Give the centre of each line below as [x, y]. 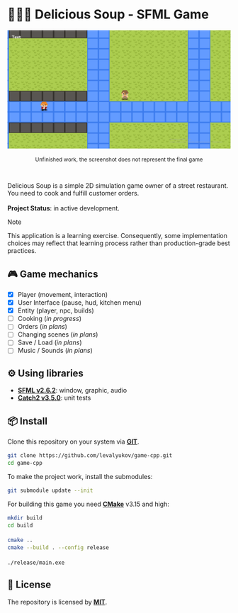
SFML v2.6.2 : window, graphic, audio [72, 390]
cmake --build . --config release [58, 548]
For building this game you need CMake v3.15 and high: [89, 504]
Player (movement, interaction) [63, 294]
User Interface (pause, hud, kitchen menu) [79, 303]
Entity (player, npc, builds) [56, 310]
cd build [20, 525]
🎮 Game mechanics [53, 274]
